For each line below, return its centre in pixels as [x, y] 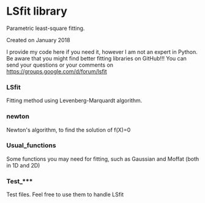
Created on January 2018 [38, 40]
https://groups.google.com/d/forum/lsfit [57, 71]
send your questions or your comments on [60, 65]
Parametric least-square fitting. [46, 28]
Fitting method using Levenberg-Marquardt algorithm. [74, 101]
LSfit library [37, 11]
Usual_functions [31, 146]
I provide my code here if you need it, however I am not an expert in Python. [102, 52]
